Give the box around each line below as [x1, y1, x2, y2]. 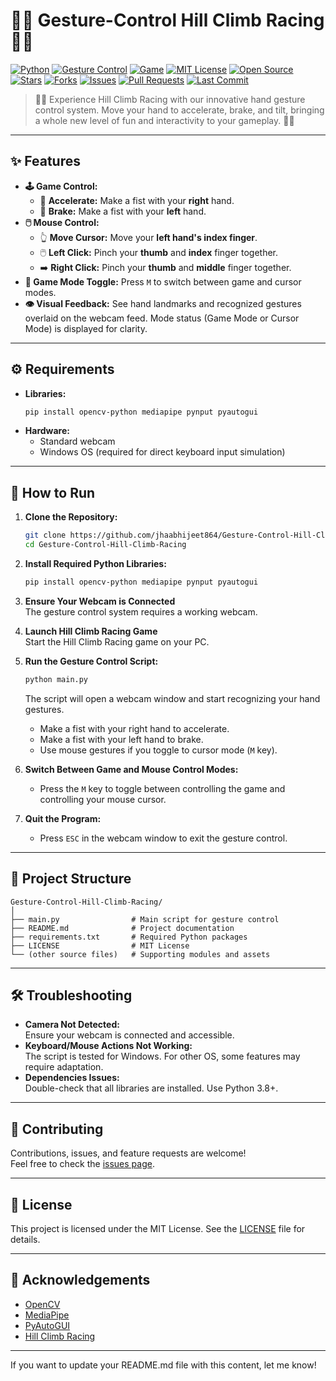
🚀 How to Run [10, 484, 96, 501]
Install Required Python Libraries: [24, 558, 167, 569]
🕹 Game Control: [24, 180, 98, 192]
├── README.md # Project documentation [10, 923, 235, 933]
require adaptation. [24, 1061, 104, 1073]
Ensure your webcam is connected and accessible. [24, 1029, 235, 1041]
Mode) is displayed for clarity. [24, 322, 148, 334]
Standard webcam [39, 435, 116, 448]
